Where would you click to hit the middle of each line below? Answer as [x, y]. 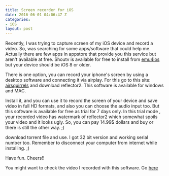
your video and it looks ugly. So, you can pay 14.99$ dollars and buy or [79, 122]
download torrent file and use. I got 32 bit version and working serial [77, 137]
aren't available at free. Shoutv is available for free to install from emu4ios [82, 59]
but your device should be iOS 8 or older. [48, 65]
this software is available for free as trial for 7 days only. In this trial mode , [83, 112]
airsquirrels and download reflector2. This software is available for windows [84, 85]
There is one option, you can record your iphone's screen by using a [77, 75]
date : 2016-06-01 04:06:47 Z [36, 15]
